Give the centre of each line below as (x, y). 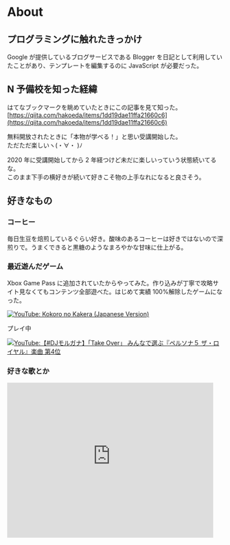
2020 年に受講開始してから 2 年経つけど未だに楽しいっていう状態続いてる (112, 160)
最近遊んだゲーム (35, 267)
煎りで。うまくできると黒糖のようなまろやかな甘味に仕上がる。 (97, 247)
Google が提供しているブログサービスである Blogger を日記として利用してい (115, 57)
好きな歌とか (28, 371)
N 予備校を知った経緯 (52, 89)
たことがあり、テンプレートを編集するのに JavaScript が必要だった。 (105, 65)
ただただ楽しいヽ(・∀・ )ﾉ (45, 145)
